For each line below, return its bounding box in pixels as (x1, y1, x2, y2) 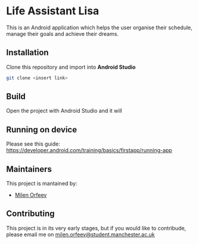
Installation (6, 48, 49, 58)
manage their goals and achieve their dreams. (6, 30, 119, 37)
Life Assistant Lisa (6, 4, 100, 18)
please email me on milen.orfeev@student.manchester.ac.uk (6, 231, 155, 238)
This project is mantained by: (6, 180, 78, 187)
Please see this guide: (6, 140, 61, 147)
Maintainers (6, 164, 52, 174)
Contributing (6, 209, 55, 219)
